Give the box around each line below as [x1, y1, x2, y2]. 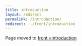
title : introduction [5, 7, 49, 12]
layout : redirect [5, 12, 42, 17]
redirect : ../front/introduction [5, 21, 75, 26]
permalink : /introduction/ [5, 16, 62, 21]
